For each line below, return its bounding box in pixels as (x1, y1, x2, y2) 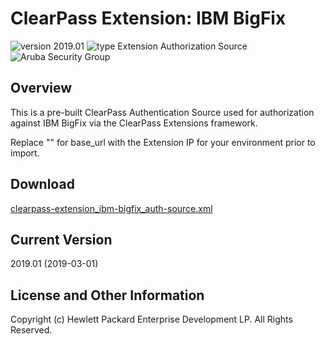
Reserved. (10, 324, 53, 336)
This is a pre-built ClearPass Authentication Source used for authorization (10, 106, 315, 118)
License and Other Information (10, 287, 205, 304)
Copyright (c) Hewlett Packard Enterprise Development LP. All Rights (10, 313, 293, 326)
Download (10, 176, 75, 193)
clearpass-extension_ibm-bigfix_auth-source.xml (10, 202, 213, 214)
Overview (10, 80, 73, 97)
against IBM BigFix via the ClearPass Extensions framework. (10, 117, 258, 129)
